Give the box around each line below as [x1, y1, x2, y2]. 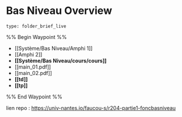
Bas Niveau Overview [6, 4, 113, 17]
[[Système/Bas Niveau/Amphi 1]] [14, 45, 93, 52]
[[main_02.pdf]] [14, 69, 52, 76]
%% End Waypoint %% [6, 93, 62, 100]
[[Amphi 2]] [14, 51, 43, 58]
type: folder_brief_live [6, 23, 66, 29]
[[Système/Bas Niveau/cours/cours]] [14, 57, 107, 64]
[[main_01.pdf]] [14, 63, 51, 70]
